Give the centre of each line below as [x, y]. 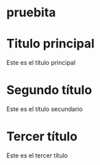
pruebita [31, 13]
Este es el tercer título [37, 155]
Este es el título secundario [45, 109]
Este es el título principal [41, 63]
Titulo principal [51, 44]
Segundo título [49, 90]
